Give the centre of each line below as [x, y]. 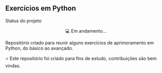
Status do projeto [24, 20]
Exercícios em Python [41, 8]
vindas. [13, 65]
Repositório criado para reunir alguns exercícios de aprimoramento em [80, 42]
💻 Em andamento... [86, 31]
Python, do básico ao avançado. [39, 48]
